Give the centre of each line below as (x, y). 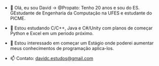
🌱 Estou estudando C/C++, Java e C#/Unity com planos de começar (81, 28)
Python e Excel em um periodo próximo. (52, 33)
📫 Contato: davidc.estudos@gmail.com (52, 58)
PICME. (18, 18)
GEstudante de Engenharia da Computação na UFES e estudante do (81, 13)
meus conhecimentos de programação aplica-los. (62, 48)
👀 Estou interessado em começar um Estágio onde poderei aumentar (82, 43)
